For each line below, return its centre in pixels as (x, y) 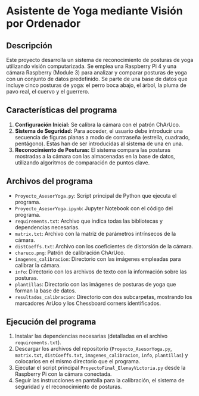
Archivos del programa (50, 181)
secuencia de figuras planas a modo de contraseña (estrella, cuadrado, (102, 137)
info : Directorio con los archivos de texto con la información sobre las (101, 272)
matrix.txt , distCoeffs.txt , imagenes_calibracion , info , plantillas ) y (101, 355)
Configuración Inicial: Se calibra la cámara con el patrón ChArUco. (97, 124)
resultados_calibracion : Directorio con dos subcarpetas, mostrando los (103, 297)
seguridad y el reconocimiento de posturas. (68, 387)
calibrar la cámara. (38, 265)
